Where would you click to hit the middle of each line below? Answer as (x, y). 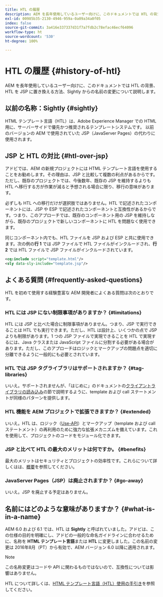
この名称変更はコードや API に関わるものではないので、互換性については (77, 567)
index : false (18, 23)
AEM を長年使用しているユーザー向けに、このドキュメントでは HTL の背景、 (81, 85)
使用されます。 (20, 139)
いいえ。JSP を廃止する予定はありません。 (48, 492)
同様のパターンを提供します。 (43, 398)
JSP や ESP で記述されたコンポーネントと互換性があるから (93, 209)
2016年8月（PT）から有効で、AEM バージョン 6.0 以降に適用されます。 (86, 547)
